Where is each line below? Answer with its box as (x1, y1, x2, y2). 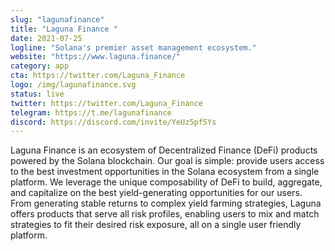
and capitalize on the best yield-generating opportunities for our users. (10, 187, 303, 199)
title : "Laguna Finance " (10, 24, 118, 34)
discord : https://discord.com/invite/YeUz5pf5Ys (10, 117, 217, 127)
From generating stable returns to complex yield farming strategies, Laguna (10, 197, 322, 210)
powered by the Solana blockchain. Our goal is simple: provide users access (10, 155, 325, 167)
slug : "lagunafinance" (10, 14, 105, 25)
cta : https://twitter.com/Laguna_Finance (10, 71, 186, 81)
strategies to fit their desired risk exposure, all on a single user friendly (10, 219, 302, 231)
